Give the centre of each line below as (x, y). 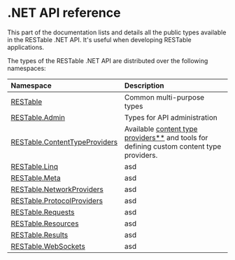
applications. (26, 47)
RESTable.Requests (43, 212)
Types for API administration (171, 117)
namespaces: (27, 68)
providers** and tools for (166, 137)
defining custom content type (173, 146)
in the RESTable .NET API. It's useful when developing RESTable (100, 39)
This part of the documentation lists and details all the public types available (117, 32)
